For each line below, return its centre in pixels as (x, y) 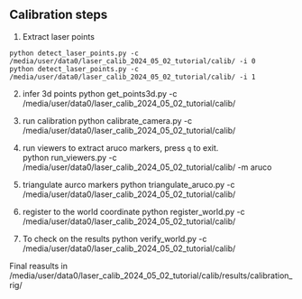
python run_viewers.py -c (69, 157)
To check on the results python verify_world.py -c (114, 238)
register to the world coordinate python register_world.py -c (133, 211)
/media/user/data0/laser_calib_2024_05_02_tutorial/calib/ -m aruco (147, 167)
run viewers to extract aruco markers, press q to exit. (120, 147)
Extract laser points (58, 36)
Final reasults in (39, 266)
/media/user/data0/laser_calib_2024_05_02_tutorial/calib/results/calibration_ (151, 276)
